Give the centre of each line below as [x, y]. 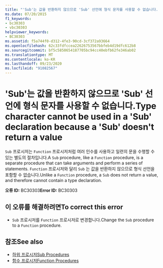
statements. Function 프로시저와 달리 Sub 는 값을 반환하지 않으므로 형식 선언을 [80, 169]
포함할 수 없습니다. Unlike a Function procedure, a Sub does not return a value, [82, 175]
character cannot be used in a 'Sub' [78, 117]
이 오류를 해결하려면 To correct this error [64, 207]
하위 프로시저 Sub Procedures [41, 254]
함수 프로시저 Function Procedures [45, 260]
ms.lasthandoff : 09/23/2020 [34, 64]
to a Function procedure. [37, 225]
